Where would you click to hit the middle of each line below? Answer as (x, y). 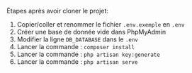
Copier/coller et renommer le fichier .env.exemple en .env (101, 24)
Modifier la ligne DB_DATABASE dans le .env (78, 39)
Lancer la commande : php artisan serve (77, 62)
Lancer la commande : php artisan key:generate (88, 54)
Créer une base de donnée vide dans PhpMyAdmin (91, 32)
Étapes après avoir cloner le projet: (58, 11)
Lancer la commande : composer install (76, 47)
